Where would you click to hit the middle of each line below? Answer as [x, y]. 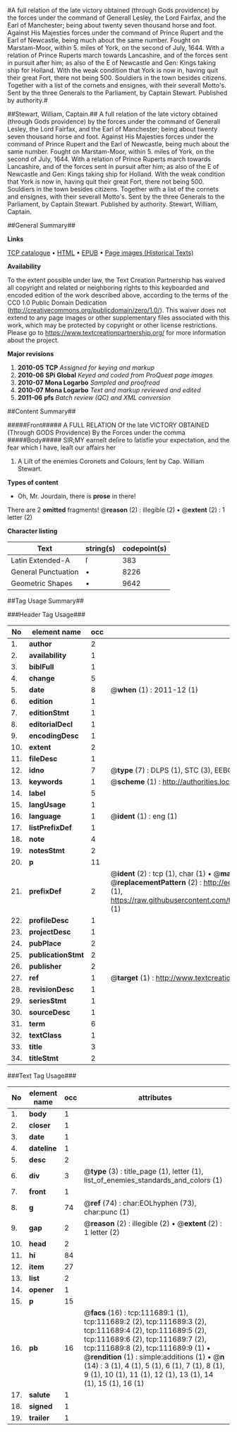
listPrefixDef [51, 828]
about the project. [33, 340]
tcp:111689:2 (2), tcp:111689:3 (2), [145, 1321]
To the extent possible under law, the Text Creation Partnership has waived [116, 280]
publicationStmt [57, 955]
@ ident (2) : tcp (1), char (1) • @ [165, 874]
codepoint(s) [145, 548]
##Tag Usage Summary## [46, 601]
